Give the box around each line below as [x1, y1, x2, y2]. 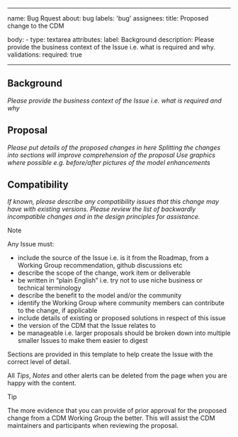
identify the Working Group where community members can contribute [17, 299, 225, 307]
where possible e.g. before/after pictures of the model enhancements [7, 158, 210, 166]
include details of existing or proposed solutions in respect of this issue [17, 314, 226, 322]
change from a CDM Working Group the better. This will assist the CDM [7, 414, 215, 422]
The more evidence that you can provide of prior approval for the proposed [7, 407, 227, 415]
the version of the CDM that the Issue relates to [17, 322, 156, 330]
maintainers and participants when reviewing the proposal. [7, 421, 178, 430]
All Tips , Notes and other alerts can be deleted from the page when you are [7, 371, 228, 380]
